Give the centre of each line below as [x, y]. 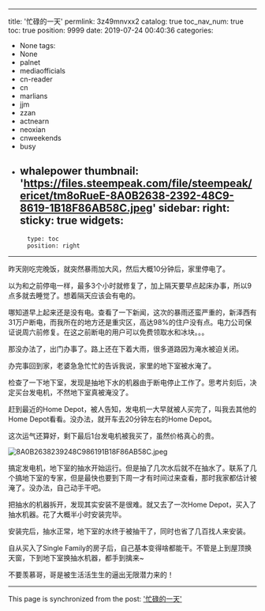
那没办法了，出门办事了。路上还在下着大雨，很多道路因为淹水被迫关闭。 [125, 349]
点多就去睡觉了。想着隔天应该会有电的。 [74, 295]
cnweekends [40, 138]
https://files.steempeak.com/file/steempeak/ [138, 184]
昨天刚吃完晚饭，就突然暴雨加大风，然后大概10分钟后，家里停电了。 [119, 269]
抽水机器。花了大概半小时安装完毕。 [67, 514]
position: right [54, 246]
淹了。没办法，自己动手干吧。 [56, 488]
